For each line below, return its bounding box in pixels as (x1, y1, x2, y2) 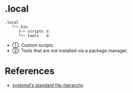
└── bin (11, 24, 28, 29)
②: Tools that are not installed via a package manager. (12, 47, 128, 53)
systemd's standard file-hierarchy (12, 82, 84, 88)
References (5, 66, 55, 77)
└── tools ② (18, 33, 49, 38)
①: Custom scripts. (12, 42, 55, 48)
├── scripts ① (18, 28, 49, 34)
